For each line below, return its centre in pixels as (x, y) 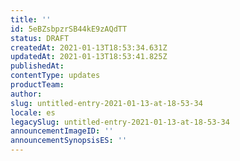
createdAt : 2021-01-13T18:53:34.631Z (89, 47)
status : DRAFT (40, 38)
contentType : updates (55, 76)
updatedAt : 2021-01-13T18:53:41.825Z (89, 57)
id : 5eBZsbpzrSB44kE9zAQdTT (69, 29)
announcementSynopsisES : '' (69, 141)
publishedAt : (37, 66)
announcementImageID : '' (62, 131)
